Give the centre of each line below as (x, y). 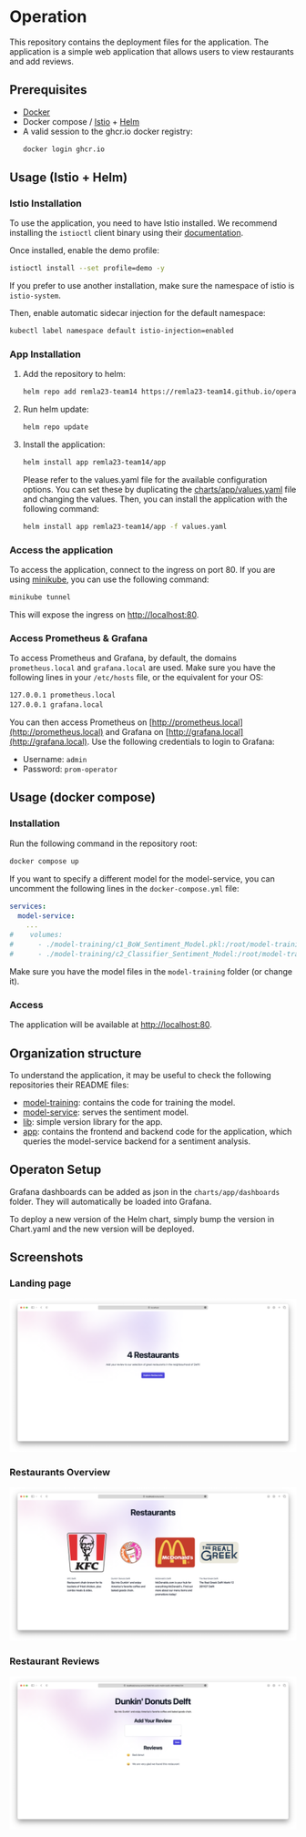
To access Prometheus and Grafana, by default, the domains (123, 658)
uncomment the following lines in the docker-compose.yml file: (124, 888)
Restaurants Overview (60, 1473)
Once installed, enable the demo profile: (84, 250)
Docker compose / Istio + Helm (81, 121)
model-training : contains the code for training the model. (129, 1102)
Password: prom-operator (70, 769)
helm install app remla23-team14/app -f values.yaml (125, 526)
